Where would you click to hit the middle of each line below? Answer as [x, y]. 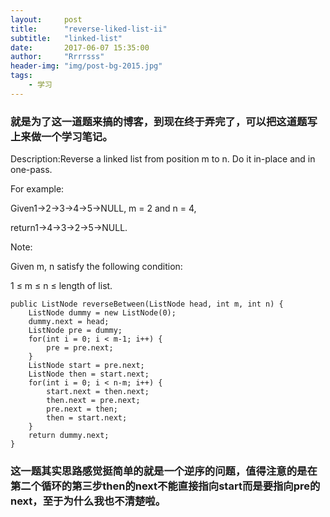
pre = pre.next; [80, 348]
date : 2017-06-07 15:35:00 [80, 47]
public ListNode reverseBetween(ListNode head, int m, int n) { [147, 304]
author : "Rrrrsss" [57, 57]
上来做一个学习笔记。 [61, 136]
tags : [21, 76]
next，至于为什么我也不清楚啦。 [88, 501]
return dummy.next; [69, 436]
